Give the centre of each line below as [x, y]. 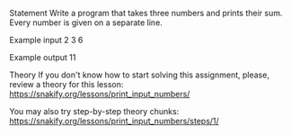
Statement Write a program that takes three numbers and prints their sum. [146, 13]
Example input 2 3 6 [46, 40]
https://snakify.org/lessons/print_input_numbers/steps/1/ [115, 121]
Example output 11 [43, 57]
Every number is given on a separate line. [86, 22]
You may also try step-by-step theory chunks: [94, 111]
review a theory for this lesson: [66, 84]
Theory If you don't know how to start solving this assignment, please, [139, 75]
